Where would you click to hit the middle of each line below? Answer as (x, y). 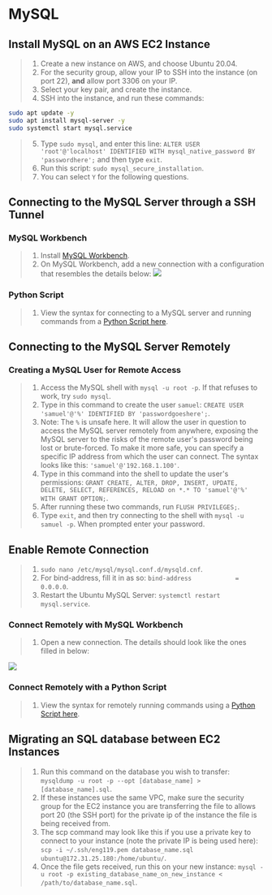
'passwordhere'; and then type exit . (101, 159)
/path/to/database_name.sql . (89, 882)
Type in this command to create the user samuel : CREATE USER (142, 405)
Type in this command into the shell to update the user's (134, 474)
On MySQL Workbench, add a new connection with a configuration (152, 264)
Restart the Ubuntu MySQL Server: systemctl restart (130, 595)
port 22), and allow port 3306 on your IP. (109, 81)
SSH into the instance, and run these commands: (122, 98)
